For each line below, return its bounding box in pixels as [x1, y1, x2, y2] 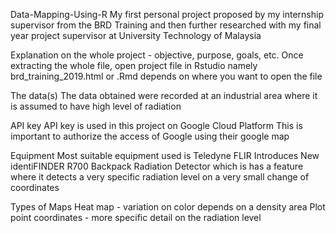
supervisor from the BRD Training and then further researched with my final [10, 19, 322, 31]
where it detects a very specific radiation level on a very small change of [10, 171, 310, 183]
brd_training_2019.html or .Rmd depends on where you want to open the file [10, 70, 323, 82]
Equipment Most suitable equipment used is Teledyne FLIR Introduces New [10, 150, 320, 161]
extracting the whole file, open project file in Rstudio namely [10, 60, 258, 71]
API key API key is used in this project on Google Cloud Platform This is [10, 120, 303, 131]
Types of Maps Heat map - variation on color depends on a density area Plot [10, 201, 326, 213]
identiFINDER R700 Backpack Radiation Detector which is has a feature [10, 160, 304, 172]
